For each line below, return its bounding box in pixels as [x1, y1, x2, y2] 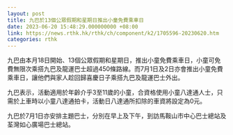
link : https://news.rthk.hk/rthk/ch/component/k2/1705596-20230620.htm [7, 29, 219, 37]
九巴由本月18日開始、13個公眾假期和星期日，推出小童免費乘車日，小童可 [7, 56, 215, 65]
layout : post [7, 10, 45, 17]
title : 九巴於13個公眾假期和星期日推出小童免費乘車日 [7, 17, 145, 24]
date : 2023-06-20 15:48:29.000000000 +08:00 [7, 23, 138, 30]
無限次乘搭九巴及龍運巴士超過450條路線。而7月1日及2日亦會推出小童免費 [13, 65, 224, 73]
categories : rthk [7, 36, 58, 43]
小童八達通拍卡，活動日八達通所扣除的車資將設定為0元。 [43, 97, 207, 105]
